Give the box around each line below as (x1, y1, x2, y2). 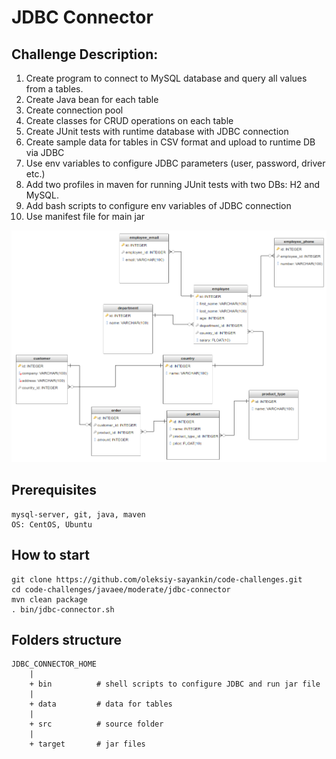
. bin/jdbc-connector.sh (11, 604, 115, 615)
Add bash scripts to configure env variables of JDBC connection (25, 200, 292, 211)
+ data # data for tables (29, 699, 173, 710)
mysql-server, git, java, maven (11, 509, 146, 520)
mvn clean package (11, 594, 88, 605)
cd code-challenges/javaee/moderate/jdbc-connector (11, 584, 231, 595)
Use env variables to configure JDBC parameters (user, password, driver (25, 157, 326, 169)
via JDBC (25, 147, 65, 158)
